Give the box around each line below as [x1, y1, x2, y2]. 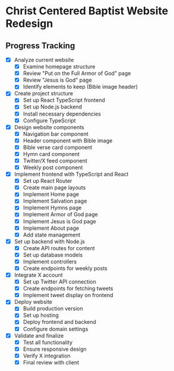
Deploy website [14, 298, 53, 305]
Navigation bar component [23, 130, 88, 138]
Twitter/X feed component [23, 157, 87, 164]
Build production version [23, 305, 84, 312]
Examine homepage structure [23, 63, 96, 70]
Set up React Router [23, 177, 72, 185]
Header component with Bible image [23, 137, 113, 144]
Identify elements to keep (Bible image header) [23, 83, 138, 91]
